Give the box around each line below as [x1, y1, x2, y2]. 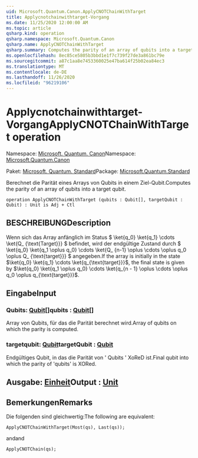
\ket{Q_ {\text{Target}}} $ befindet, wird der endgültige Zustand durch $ [6, 240, 181, 247]
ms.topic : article [6, 25, 51, 31]
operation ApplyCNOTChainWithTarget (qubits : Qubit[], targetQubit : [6, 197, 183, 202]
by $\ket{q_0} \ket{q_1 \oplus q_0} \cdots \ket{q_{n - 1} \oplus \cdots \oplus [6, 265, 188, 272]
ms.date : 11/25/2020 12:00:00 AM [6, 19, 88, 25]
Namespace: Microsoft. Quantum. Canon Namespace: [6, 150, 136, 157]
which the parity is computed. [6, 326, 78, 333]
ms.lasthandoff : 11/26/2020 [6, 74, 75, 80]
